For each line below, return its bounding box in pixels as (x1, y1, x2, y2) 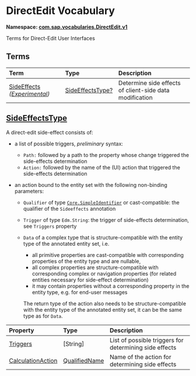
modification (118, 93, 153, 102)
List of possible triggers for (110, 336, 184, 344)
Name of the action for (110, 353, 171, 361)
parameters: (14, 187, 44, 194)
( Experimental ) (9, 89, 50, 98)
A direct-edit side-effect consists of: (6, 128, 93, 135)
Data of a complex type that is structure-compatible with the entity (23, 234, 183, 241)
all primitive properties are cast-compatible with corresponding (32, 251, 184, 258)
